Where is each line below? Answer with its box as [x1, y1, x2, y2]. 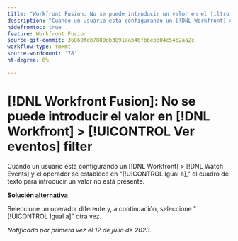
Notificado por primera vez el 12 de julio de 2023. [7, 225, 152, 234]
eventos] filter [7, 138, 93, 155]
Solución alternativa [7, 191, 69, 199]
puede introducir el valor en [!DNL [7, 108, 210, 124]
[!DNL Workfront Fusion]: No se [7, 93, 196, 109]
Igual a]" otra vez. [49, 212, 101, 220]
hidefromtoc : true [7, 23, 62, 30]
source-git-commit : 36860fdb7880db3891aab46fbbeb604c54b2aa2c [7, 37, 195, 44]
